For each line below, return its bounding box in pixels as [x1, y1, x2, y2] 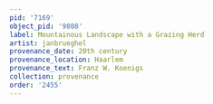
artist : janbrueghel [9, 38, 88, 48]
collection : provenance [9, 72, 100, 81]
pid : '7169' [9, 13, 54, 23]
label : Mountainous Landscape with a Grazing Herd [9, 30, 205, 39]
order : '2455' [9, 80, 63, 90]
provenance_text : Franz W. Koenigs [9, 64, 144, 73]
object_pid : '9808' [9, 22, 83, 31]
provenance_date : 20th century [9, 47, 128, 56]
